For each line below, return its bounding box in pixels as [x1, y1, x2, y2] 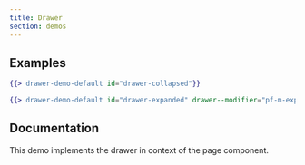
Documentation [9, 121, 100, 136]
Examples [9, 55, 66, 71]
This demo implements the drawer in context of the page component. [9, 144, 270, 155]
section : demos [9, 22, 67, 31]
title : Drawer [9, 13, 64, 23]
